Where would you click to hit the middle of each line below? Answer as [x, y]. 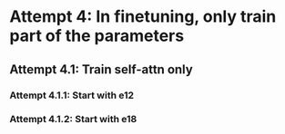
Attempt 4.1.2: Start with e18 [73, 120]
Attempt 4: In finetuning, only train [143, 17]
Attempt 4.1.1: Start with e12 [72, 95]
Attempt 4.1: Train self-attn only [101, 69]
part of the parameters [97, 36]
